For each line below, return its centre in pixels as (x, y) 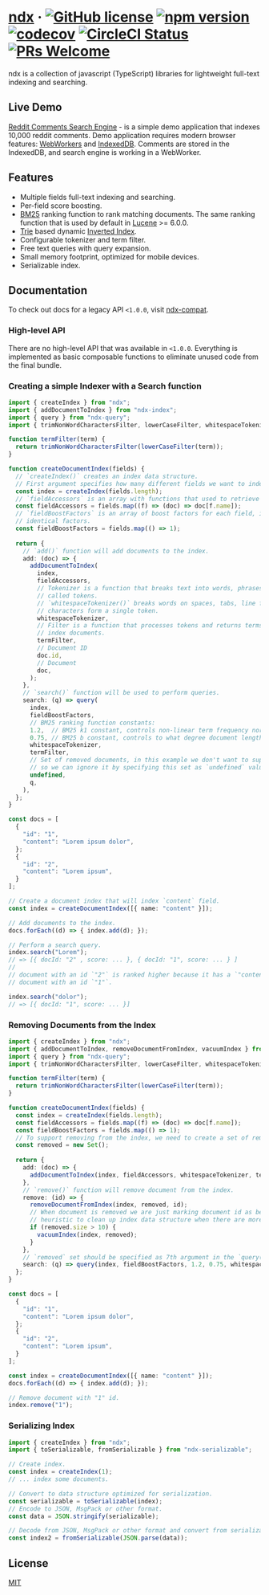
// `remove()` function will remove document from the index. (128, 1190)
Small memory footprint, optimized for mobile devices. (109, 256)
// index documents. (71, 633)
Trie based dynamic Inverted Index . (78, 231)
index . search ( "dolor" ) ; (48, 997)
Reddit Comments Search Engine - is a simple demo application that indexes (134, 126)
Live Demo (35, 107)
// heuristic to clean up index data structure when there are (137, 1220)
